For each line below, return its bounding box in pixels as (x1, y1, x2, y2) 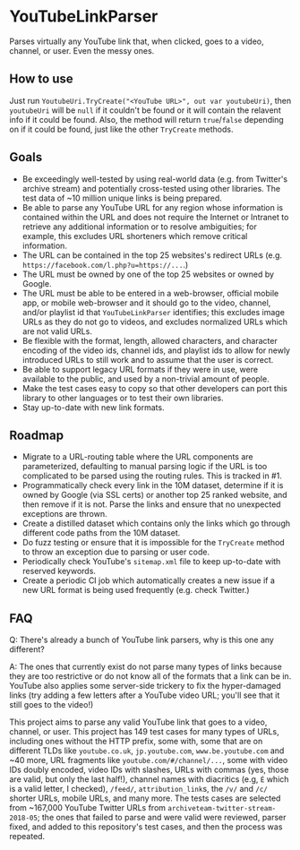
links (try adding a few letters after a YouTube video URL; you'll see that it (9, 690, 280, 700)
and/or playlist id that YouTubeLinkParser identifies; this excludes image (21, 306, 285, 317)
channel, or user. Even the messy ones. (9, 45, 155, 56)
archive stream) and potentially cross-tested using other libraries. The (21, 183, 281, 193)
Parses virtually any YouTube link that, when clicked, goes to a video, (9, 36, 264, 47)
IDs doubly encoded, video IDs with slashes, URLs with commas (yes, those (9, 764, 289, 776)
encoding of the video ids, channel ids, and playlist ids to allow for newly (21, 345, 291, 356)
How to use (9, 72, 73, 87)
